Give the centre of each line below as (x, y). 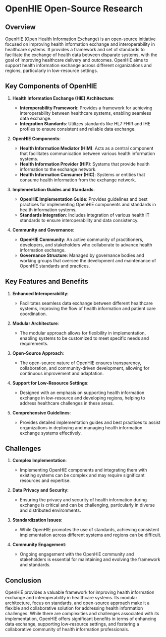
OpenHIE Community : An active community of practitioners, (82, 239)
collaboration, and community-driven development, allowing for (84, 368)
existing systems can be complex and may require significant (82, 476)
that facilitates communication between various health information (87, 153)
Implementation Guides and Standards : (54, 189)
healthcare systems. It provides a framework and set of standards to (75, 49)
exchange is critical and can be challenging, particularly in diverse (87, 505)
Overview (21, 27)
